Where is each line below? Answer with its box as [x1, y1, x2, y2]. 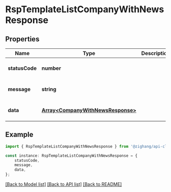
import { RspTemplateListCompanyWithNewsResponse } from [5, 144, 129, 149]
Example [5, 130, 34, 139]
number [41, 65, 61, 72]
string [41, 86, 57, 93]
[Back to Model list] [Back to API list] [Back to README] [5, 181, 122, 187]
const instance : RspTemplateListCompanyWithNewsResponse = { [5, 153, 138, 158]
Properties [5, 35, 40, 43]
